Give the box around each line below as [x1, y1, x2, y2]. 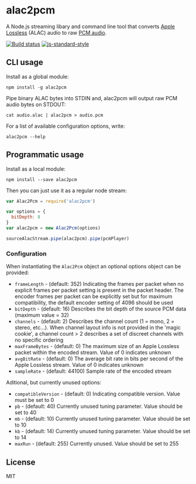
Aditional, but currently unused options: [6, 379, 101, 386]
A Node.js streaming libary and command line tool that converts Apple [6, 23, 176, 30]
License [6, 457, 36, 467]
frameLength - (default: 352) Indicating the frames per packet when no [14, 281, 184, 288]
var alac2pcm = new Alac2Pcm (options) [6, 225, 101, 231]
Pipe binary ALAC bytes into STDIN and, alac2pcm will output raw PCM [6, 94, 177, 101]
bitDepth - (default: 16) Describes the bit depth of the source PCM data [14, 305, 187, 312]
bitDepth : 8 [11, 214, 41, 220]
